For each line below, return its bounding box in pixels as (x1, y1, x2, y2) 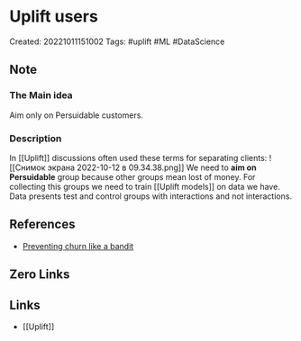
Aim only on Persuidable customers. (9, 110, 144, 121)
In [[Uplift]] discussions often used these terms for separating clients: (9, 152, 268, 163)
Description (9, 132, 62, 145)
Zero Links (9, 267, 70, 283)
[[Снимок (9, 162, 46, 173)
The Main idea (9, 89, 74, 102)
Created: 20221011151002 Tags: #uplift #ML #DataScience (9, 36, 225, 47)
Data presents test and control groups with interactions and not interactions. (9, 191, 293, 202)
